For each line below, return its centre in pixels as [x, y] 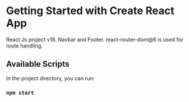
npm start [20, 93]
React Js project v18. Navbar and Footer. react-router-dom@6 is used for [95, 39]
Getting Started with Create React [90, 11]
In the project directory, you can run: [50, 78]
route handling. [24, 46]
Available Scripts [38, 64]
